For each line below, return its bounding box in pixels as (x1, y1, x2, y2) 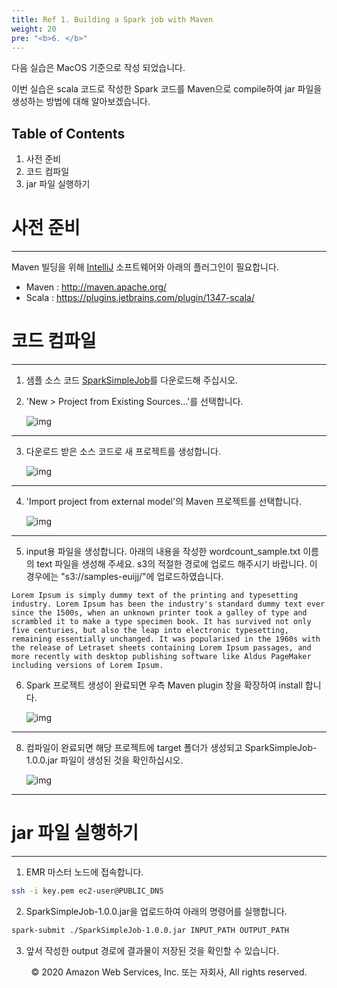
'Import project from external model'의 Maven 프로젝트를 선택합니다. (25, 496, 303, 508)
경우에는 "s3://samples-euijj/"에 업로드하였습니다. (25, 571, 224, 583)
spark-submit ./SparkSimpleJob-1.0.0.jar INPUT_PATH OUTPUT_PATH (11, 925, 289, 935)
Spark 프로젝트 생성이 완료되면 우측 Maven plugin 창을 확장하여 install (25, 679, 303, 691)
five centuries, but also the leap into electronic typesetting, (11, 626, 289, 636)
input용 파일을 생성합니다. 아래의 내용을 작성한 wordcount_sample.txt (25, 546, 301, 558)
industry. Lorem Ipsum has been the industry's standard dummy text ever (11, 599, 326, 610)
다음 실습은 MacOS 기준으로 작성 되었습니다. (11, 62, 186, 74)
